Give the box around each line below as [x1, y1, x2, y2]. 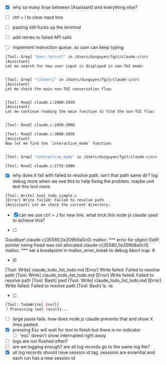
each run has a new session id [12, 355, 75, 361]
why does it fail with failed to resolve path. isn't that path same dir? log [12, 172, 158, 178]
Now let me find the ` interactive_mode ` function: [5, 141, 113, 146]
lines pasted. [12, 321, 39, 327]
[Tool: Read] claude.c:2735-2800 [5, 163, 75, 168]
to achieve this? [12, 217, 45, 223]
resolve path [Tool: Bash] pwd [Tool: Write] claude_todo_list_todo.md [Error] [5, 277, 161, 283]
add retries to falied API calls [12, 35, 72, 41]
